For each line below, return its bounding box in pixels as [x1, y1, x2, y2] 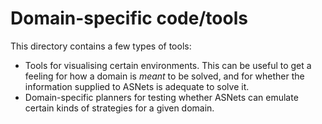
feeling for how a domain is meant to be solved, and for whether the [24, 70, 305, 82]
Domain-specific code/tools [10, 7, 248, 30]
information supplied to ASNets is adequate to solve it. [24, 80, 250, 92]
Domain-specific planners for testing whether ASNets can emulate [24, 91, 299, 103]
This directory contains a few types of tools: [10, 40, 192, 52]
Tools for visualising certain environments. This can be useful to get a [24, 59, 312, 71]
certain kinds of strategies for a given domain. [24, 102, 215, 114]
